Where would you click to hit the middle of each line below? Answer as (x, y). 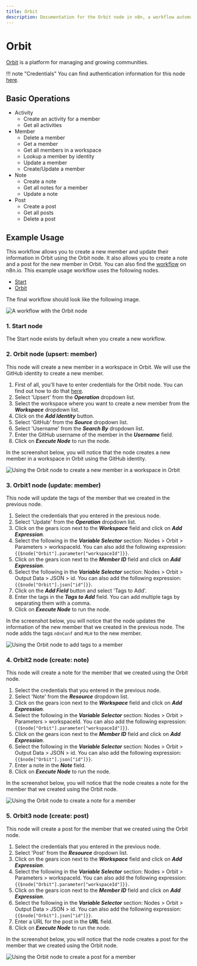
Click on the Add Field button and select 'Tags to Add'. (81, 590)
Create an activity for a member (62, 119)
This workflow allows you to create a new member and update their (87, 252)
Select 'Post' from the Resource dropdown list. (71, 852)
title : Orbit (22, 11)
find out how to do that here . (49, 391)
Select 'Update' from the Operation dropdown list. (75, 522)
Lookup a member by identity (59, 156)
